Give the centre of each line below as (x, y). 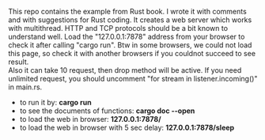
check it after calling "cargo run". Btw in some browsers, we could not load (130, 45)
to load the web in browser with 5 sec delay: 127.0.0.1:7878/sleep (127, 127)
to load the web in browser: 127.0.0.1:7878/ (90, 119)
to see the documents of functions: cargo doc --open (107, 111)
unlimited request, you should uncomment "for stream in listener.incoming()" (133, 79)
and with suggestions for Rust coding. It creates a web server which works (130, 20)
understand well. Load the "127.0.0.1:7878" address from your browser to (127, 36)
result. (19, 62)
